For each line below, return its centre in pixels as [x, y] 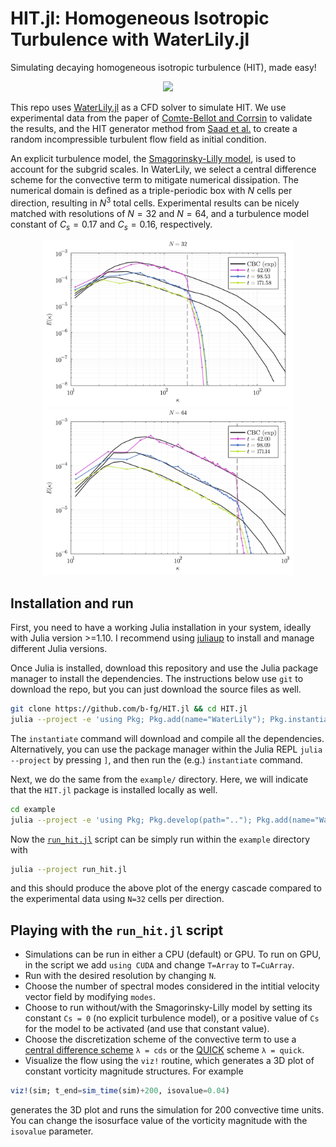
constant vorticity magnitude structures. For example [134, 1071]
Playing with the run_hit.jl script [117, 930]
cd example [33, 809]
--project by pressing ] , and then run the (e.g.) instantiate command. [157, 759]
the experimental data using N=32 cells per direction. [117, 899]
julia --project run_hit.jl [69, 869]
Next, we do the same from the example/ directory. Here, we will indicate [159, 779]
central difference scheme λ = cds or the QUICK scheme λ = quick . [164, 1050]
